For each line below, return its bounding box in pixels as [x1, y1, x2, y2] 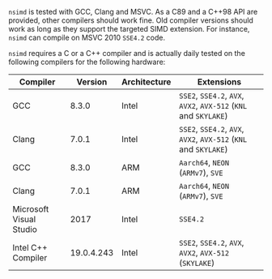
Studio [12, 224, 38, 234]
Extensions [197, 76, 241, 88]
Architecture [121, 76, 172, 88]
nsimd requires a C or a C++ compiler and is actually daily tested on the [8, 49, 245, 58]
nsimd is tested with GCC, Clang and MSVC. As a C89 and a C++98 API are [8, 7, 258, 16]
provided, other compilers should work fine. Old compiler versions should [8, 15, 253, 25]
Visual [12, 214, 36, 225]
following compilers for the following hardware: [8, 57, 166, 67]
